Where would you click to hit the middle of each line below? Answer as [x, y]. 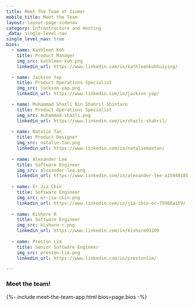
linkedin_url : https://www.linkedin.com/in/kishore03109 [88, 231]
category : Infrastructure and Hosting [54, 28]
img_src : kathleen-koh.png [50, 61]
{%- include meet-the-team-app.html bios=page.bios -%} [77, 297]
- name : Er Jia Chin [37, 187]
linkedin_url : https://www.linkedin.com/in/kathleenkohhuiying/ [97, 66]
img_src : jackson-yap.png [49, 88]
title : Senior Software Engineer [58, 247]
